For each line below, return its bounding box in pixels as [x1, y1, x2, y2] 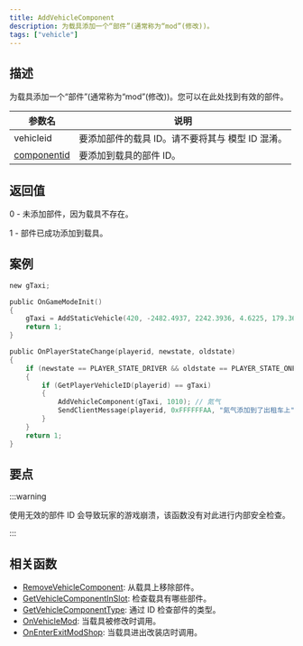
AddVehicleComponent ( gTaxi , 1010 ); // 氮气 [57, 398, 221, 407]
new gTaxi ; [9, 281, 50, 290]
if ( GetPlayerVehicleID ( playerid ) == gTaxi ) [41, 381, 212, 390]
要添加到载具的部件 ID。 [78, 150, 181, 162]
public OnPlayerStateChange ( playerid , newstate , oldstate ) [9, 347, 236, 356]
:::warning [9, 491, 47, 502]
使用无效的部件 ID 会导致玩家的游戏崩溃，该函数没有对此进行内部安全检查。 [9, 510, 290, 521]
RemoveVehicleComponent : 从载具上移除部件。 [22, 582, 199, 593]
